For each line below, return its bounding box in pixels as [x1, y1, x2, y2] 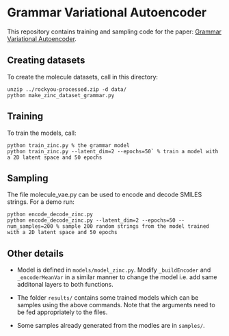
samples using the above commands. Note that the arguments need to [16, 301, 215, 309]
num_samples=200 [7, 223, 53, 230]
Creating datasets [7, 55, 85, 66]
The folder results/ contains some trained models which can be [16, 294, 199, 302]
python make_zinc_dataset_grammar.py [7, 92, 115, 99]
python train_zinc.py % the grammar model [7, 142, 130, 148]
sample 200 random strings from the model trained [62, 223, 210, 230]
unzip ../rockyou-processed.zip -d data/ [7, 86, 127, 93]
